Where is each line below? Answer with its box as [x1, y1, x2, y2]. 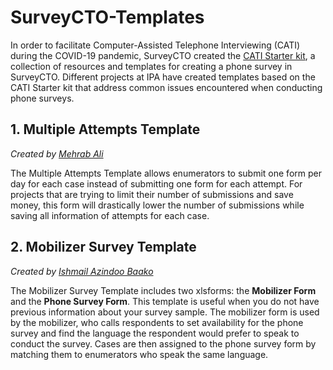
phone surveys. [10, 92, 75, 104]
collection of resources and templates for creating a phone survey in [10, 60, 293, 72]
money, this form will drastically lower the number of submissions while [10, 199, 305, 211]
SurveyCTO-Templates [10, 6, 205, 29]
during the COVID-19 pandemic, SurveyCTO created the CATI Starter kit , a [10, 49, 316, 61]
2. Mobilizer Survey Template [10, 239, 197, 256]
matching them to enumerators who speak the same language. [10, 348, 269, 360]
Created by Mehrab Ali [10, 147, 104, 160]
